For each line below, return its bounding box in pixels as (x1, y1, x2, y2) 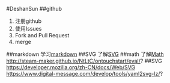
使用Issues (14, 25, 42, 32)
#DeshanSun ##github (6, 5, 62, 12)
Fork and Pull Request (14, 32, 70, 38)
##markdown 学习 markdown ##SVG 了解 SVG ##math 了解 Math (6, 51, 164, 58)
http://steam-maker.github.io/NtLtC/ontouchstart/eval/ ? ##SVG (6, 57, 162, 64)
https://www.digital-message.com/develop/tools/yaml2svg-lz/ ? (6, 70, 163, 77)
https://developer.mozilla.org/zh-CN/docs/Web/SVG (6, 64, 136, 71)
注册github (14, 17, 42, 25)
